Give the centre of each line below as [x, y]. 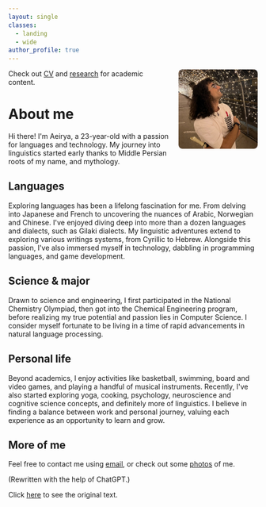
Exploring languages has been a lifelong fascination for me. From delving [127, 205]
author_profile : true [44, 50]
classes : [23, 25]
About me [41, 114]
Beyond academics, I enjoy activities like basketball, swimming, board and [129, 378]
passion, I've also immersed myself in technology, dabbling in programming [131, 248]
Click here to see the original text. [63, 495]
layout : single [33, 17]
